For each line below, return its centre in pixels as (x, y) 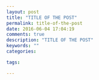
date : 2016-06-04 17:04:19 (40, 29)
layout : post (23, 12)
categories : (21, 52)
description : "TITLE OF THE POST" (50, 40)
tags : (13, 62)
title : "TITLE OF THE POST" (42, 18)
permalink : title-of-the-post (45, 23)
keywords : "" (23, 46)
